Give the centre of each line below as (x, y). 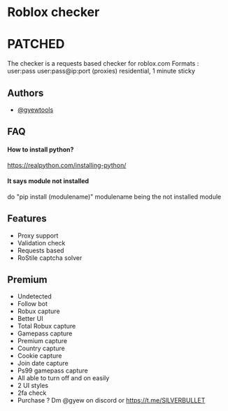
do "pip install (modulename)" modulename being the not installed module (114, 196)
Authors (26, 93)
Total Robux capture (47, 326)
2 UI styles (33, 386)
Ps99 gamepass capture (53, 370)
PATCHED (36, 44)
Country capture (41, 348)
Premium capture (42, 341)
